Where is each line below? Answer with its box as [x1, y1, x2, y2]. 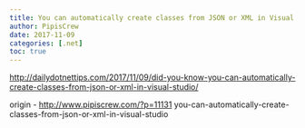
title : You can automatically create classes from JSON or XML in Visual [9, 13, 295, 23]
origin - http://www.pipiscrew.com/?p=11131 [9, 99, 172, 110]
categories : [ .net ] [9, 38, 84, 48]
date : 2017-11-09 [9, 30, 75, 39]
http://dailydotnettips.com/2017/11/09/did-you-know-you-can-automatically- [9, 72, 296, 83]
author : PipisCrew [9, 22, 79, 31]
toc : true [9, 47, 47, 56]
